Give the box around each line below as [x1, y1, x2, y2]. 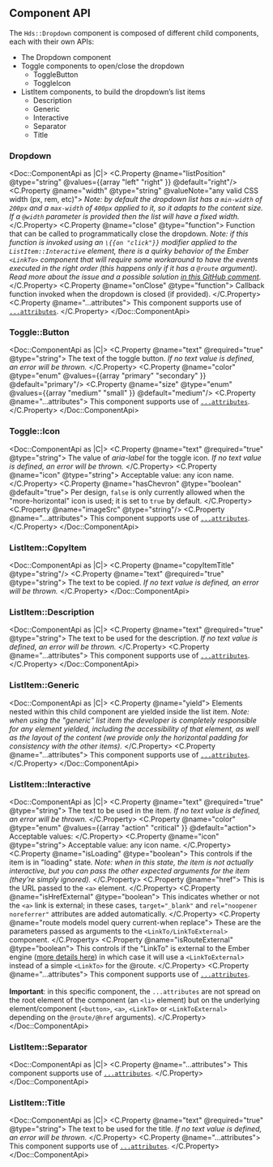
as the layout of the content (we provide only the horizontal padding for [9, 732, 249, 742]
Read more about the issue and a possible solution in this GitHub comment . [9, 272, 262, 282]
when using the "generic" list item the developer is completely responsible [9, 715, 258, 725]
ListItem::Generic [9, 680, 79, 691]
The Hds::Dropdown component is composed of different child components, [9, 28, 259, 37]
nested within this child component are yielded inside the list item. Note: [9, 706, 250, 716]
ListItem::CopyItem [9, 542, 87, 553]
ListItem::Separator [9, 1041, 88, 1053]
